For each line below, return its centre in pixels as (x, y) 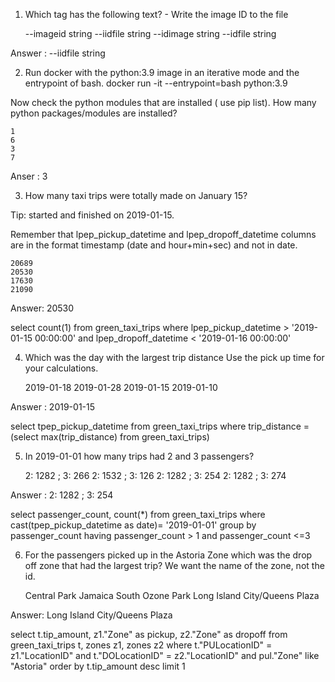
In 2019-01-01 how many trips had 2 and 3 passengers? (139, 456)
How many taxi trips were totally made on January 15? (136, 195)
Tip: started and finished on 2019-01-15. (92, 215)
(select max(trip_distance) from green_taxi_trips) (110, 437)
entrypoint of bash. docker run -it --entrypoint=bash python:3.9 (156, 83)
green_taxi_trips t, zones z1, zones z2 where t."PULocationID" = (141, 645)
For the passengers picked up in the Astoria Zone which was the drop (168, 555)
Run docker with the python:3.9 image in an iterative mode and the (162, 72)
